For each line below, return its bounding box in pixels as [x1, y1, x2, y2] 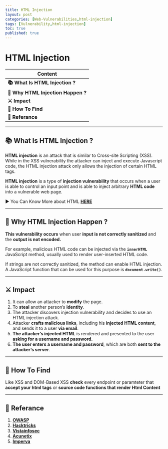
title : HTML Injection [5, 7, 52, 13]
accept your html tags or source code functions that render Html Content [5, 384, 160, 391]
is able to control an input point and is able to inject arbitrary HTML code [5, 183, 155, 189]
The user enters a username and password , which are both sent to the [12, 341, 161, 347]
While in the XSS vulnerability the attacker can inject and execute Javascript [5, 157, 162, 163]
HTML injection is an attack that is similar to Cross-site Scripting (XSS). [5, 152, 153, 158]
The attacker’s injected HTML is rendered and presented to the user [12, 331, 154, 337]
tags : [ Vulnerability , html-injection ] [5, 21, 86, 27]
